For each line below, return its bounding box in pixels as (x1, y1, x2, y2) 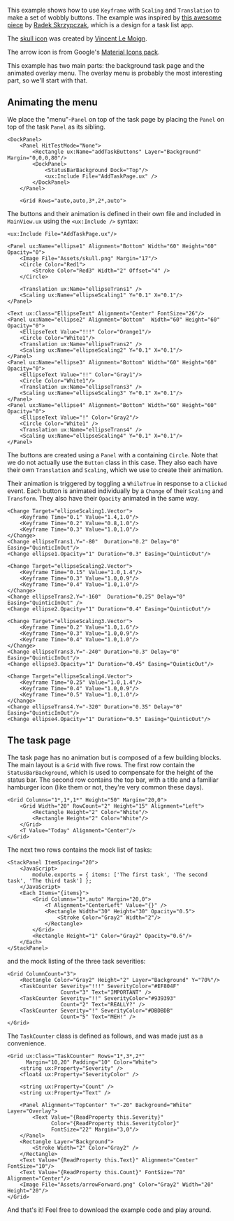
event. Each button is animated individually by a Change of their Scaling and (7, 486, 224, 495)
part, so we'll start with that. (7, 76, 88, 85)
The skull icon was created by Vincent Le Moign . (7, 34, 148, 43)
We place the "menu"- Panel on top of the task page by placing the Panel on (7, 115, 225, 123)
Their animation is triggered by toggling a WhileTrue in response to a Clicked (7, 479, 227, 487)
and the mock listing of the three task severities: (7, 957, 146, 965)
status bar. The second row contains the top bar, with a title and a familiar (7, 776, 219, 784)
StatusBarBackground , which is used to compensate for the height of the (7, 768, 214, 776)
